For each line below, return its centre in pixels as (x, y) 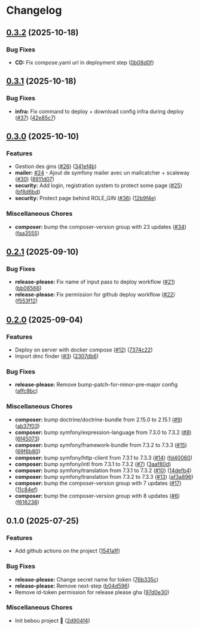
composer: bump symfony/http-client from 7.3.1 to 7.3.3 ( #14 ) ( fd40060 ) (104, 457)
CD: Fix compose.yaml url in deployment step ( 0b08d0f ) (84, 62)
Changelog (34, 10)
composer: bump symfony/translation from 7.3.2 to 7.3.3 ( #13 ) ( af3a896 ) (104, 476)
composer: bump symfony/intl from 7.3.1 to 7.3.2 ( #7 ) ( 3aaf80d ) (93, 464)
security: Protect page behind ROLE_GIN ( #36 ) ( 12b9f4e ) (85, 198)
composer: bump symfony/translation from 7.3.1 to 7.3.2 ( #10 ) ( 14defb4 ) (103, 470)
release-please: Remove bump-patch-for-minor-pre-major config (96, 385)
